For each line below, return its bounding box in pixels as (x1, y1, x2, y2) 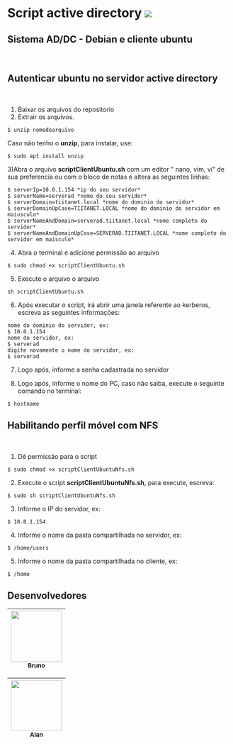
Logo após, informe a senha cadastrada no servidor (17, 365, 169, 374)
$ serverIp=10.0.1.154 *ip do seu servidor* (7, 186, 141, 193)
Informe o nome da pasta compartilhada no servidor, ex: (17, 531, 182, 539)
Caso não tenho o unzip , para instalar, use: (7, 138, 133, 147)
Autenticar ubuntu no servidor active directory (7, 72, 218, 84)
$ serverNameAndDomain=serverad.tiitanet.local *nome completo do (7, 217, 208, 224)
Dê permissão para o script (17, 452, 98, 460)
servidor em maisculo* (7, 235, 74, 243)
